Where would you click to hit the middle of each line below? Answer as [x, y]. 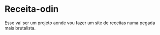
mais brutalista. [20, 28]
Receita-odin [32, 9]
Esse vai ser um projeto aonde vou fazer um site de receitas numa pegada [80, 23]
